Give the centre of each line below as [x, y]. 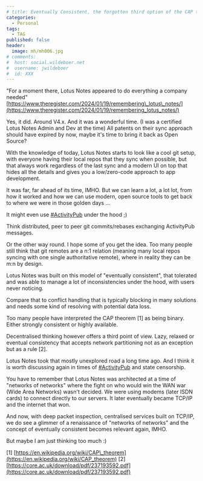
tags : [13, 29]
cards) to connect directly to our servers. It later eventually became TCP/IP [99, 398]
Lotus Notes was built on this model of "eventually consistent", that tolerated [101, 276]
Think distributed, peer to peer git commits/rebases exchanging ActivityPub [101, 227]
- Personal [25, 23]
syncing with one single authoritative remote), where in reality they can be [98, 257]
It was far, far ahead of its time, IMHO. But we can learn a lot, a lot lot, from [99, 190]
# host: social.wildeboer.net [46, 62]
